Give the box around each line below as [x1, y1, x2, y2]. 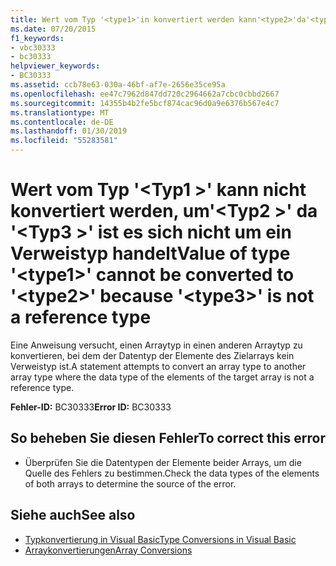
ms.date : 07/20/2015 [10, 24, 97, 34]
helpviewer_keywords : [10, 61, 101, 71]
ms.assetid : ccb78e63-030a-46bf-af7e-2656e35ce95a [10, 80, 226, 90]
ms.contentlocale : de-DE [10, 117, 114, 127]
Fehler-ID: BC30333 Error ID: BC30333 [10, 401, 172, 413]
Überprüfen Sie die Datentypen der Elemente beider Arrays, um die [24, 456, 302, 468]
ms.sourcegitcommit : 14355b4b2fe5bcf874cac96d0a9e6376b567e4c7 [10, 98, 280, 108]
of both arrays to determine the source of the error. [24, 477, 237, 490]
